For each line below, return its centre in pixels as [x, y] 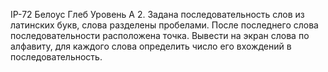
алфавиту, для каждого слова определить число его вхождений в [151, 46]
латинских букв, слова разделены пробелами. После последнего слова [164, 25]
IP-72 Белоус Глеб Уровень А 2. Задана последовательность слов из [157, 14]
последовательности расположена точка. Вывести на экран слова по [160, 35]
